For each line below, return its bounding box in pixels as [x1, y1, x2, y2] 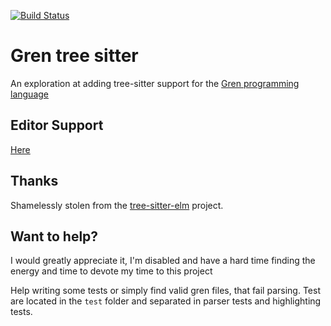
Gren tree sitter [10, 45, 139, 67]
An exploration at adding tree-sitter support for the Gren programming [10, 77, 300, 89]
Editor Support [10, 117, 104, 134]
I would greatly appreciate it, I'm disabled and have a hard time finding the [10, 255, 316, 267]
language [10, 88, 49, 100]
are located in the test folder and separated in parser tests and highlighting [10, 295, 322, 307]
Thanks [10, 173, 59, 190]
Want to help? [10, 228, 99, 245]
